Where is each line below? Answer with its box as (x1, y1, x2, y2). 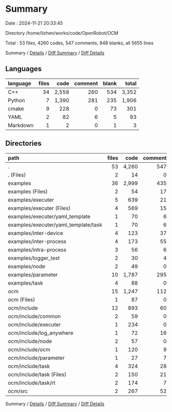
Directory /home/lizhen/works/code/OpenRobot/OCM (5, 30, 119, 36)
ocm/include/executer (8, 321, 61, 328)
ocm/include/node (8, 337, 52, 344)
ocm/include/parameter (8, 354, 65, 361)
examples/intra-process (8, 246, 67, 253)
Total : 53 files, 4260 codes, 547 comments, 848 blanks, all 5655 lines (5, 39, 154, 46)
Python (8, 97, 26, 104)
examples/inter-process (8, 237, 67, 245)
